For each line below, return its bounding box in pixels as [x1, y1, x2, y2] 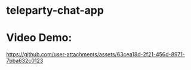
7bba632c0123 [6, 57, 44, 65]
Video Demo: [6, 31, 72, 45]
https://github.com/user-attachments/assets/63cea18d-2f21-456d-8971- [6, 51, 185, 58]
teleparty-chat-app [6, 4, 104, 17]
